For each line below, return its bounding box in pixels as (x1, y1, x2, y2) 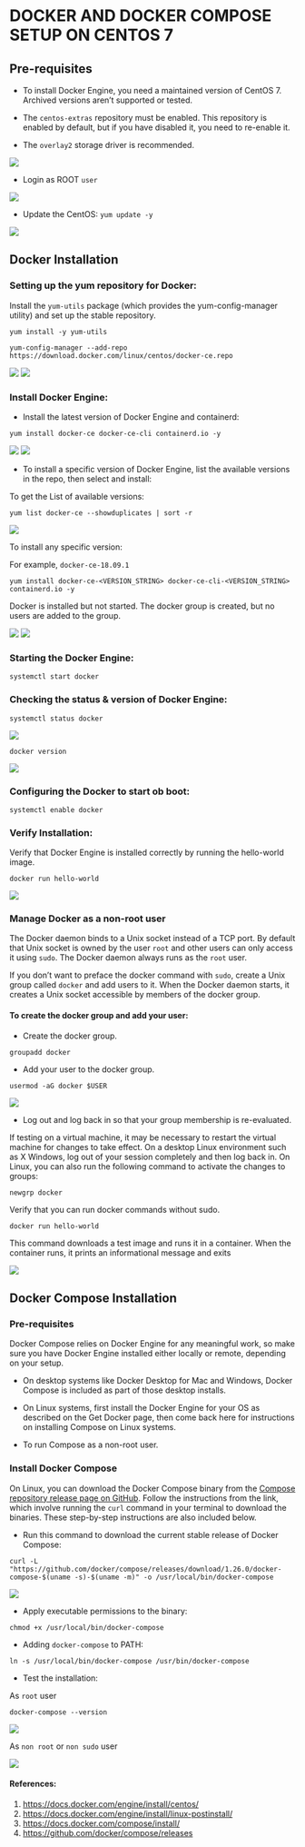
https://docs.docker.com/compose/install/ (22, 1818, 180, 1829)
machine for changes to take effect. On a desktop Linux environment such (9, 1141, 287, 1152)
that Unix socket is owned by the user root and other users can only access (9, 942, 293, 954)
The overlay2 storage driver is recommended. (22, 140, 195, 150)
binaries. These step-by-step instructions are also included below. (9, 1512, 257, 1523)
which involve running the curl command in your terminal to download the (9, 1502, 288, 1513)
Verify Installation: (9, 826, 93, 839)
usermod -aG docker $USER (9, 1081, 107, 1090)
